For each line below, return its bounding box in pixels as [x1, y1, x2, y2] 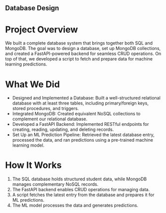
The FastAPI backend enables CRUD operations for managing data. [12, 187, 150, 193]
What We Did [5, 79, 60, 90]
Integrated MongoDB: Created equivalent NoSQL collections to [12, 111, 141, 117]
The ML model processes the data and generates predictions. [12, 203, 139, 209]
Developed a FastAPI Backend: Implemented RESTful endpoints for [12, 121, 149, 127]
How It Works [5, 160, 62, 171]
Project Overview [5, 24, 78, 35]
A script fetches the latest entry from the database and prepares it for [12, 192, 155, 198]
